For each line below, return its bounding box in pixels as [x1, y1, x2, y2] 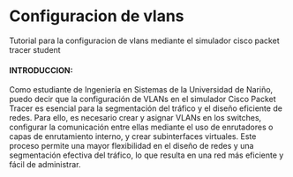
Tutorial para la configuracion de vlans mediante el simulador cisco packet [9, 35, 280, 46]
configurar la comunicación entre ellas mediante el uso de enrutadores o [9, 122, 274, 133]
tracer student [9, 44, 61, 55]
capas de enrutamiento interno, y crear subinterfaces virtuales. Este [9, 131, 257, 142]
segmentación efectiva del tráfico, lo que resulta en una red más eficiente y [9, 150, 284, 160]
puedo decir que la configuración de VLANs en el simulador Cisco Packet [9, 94, 276, 105]
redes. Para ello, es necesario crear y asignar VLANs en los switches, [9, 113, 262, 123]
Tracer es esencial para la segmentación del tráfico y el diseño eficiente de [9, 103, 282, 114]
